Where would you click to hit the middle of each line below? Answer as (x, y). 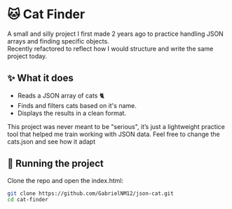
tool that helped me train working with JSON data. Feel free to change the (114, 134)
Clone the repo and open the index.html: (66, 180)
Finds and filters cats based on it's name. (77, 105)
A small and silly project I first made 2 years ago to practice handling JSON (116, 34)
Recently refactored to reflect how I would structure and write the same (110, 48)
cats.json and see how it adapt (52, 141)
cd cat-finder (28, 200)
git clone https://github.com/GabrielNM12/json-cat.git (90, 193)
